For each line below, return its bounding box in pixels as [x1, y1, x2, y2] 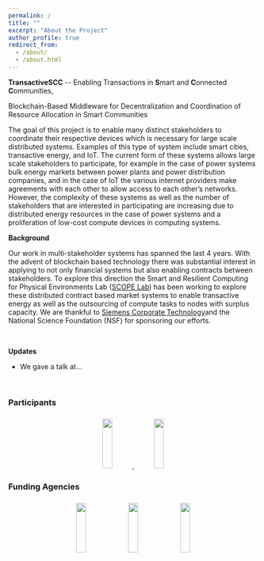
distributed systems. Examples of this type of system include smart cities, [8, 142, 250, 151]
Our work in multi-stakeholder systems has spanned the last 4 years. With [8, 248, 251, 258]
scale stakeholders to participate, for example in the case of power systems [8, 158, 256, 168]
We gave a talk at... [19, 361, 82, 371]
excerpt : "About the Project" [8, 26, 109, 34]
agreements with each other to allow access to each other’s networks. [8, 184, 238, 193]
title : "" [8, 19, 41, 27]
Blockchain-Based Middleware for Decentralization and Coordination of [8, 101, 242, 111]
